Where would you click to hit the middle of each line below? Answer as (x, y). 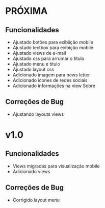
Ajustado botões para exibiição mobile (53, 42)
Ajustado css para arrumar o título (48, 58)
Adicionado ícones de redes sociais (50, 80)
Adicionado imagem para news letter (51, 75)
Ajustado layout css (33, 69)
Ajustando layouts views (38, 114)
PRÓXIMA (27, 11)
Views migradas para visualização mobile (56, 166)
